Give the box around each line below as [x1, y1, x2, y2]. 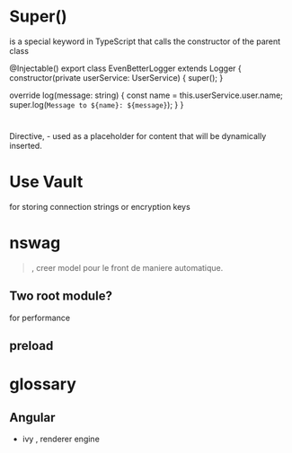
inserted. [9, 141, 42, 152]
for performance [9, 312, 70, 323]
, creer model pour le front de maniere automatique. [31, 263, 224, 273]
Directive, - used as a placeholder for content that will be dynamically [9, 131, 267, 142]
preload [9, 338, 54, 353]
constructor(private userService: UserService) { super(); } [9, 72, 224, 83]
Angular [9, 410, 56, 425]
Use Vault [9, 172, 84, 192]
